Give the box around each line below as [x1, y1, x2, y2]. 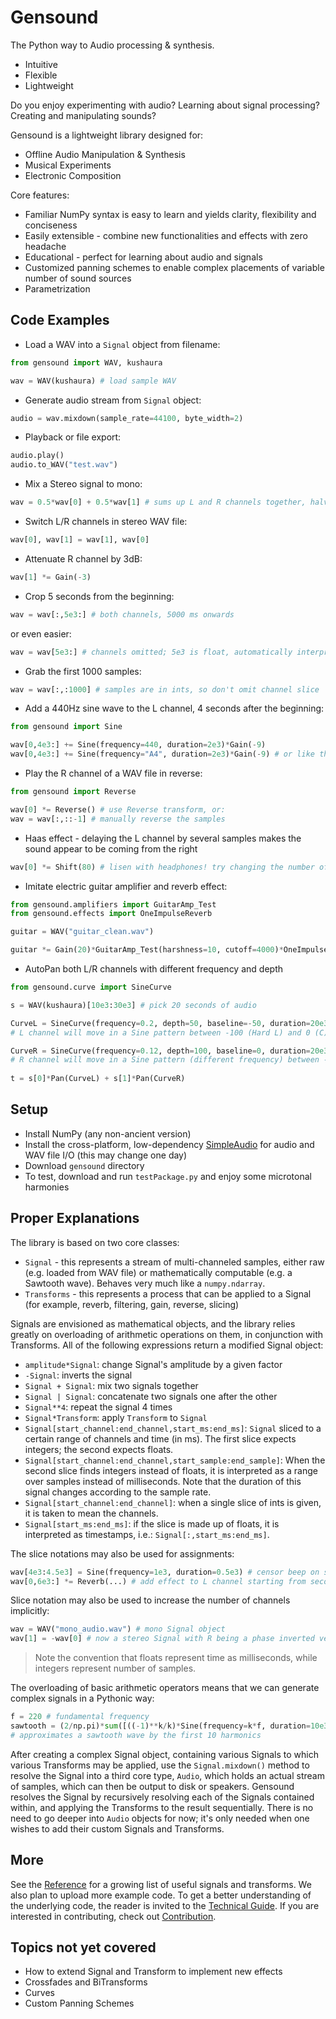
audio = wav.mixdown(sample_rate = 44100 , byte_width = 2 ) [10, 413, 244, 423]
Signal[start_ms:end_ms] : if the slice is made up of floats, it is [24, 1517, 280, 1530]
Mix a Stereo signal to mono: [24, 478, 143, 490]
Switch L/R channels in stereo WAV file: [24, 516, 188, 527]
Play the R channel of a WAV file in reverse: [24, 767, 203, 779]
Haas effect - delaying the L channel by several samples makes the [24, 832, 302, 844]
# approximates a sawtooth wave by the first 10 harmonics [10, 1730, 262, 1740]
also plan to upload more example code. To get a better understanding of [10, 1889, 312, 1901]
